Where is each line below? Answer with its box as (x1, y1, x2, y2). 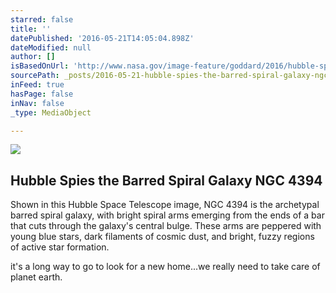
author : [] (10, 52, 56, 62)
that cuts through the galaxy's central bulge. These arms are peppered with (10, 220, 322, 232)
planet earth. (10, 271, 63, 283)
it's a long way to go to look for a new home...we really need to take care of (10, 261, 321, 273)
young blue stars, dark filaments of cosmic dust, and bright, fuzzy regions (10, 231, 315, 243)
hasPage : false (10, 89, 74, 99)
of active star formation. (10, 241, 110, 253)
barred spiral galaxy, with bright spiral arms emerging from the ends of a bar (10, 209, 325, 221)
